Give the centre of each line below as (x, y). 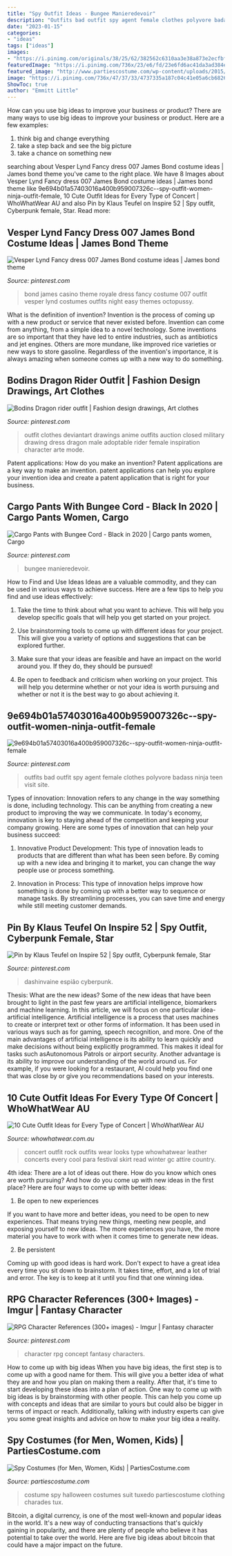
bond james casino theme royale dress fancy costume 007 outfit (116, 294)
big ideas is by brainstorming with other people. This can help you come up (115, 1396)
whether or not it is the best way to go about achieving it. (98, 694)
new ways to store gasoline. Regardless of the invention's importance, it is (113, 351)
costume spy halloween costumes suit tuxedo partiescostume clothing (124, 1494)
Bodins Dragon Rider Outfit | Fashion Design (104, 381)
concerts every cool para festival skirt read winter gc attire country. (120, 1159)
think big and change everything (63, 138)
